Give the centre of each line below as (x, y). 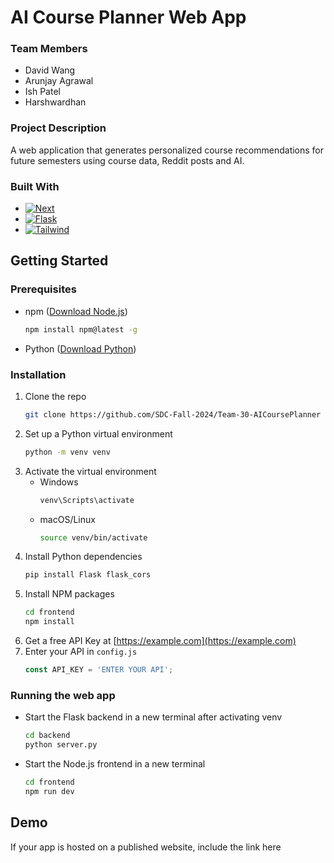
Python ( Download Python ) (80, 348)
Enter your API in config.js (81, 652)
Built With (35, 186)
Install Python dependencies (83, 557)
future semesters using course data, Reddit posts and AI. (127, 160)
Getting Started (59, 261)
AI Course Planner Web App (128, 17)
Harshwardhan (55, 102)
